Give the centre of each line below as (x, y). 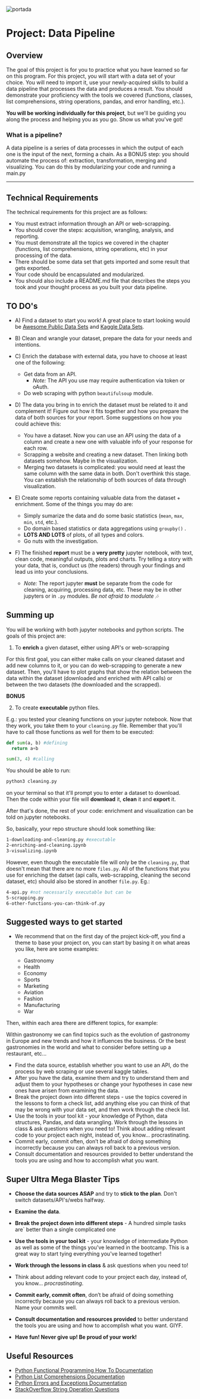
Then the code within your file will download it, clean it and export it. (91, 799)
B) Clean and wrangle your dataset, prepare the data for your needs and (103, 338)
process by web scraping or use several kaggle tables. (82, 1072)
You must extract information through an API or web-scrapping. (93, 224)
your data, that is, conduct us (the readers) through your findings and (100, 565)
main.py (16, 173)
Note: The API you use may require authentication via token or (109, 380)
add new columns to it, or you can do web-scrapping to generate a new (94, 665)
